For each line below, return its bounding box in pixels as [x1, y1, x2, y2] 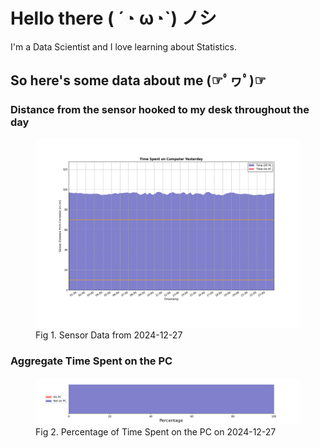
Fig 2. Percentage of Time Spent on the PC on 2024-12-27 [35, 425, 277, 438]
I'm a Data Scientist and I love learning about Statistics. [10, 40, 237, 53]
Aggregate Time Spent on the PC [10, 354, 173, 368]
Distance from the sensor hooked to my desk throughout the [10, 103, 310, 117]
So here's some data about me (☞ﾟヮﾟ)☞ [10, 72, 267, 89]
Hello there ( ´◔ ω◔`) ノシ [10, 7, 217, 30]
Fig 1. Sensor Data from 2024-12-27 [35, 329, 183, 341]
